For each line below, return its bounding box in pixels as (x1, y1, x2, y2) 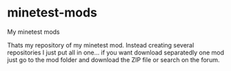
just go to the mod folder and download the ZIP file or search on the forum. (7, 55, 220, 63)
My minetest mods (7, 28, 60, 36)
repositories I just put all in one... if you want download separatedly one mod (7, 48, 225, 57)
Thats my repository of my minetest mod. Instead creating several (7, 41, 194, 49)
